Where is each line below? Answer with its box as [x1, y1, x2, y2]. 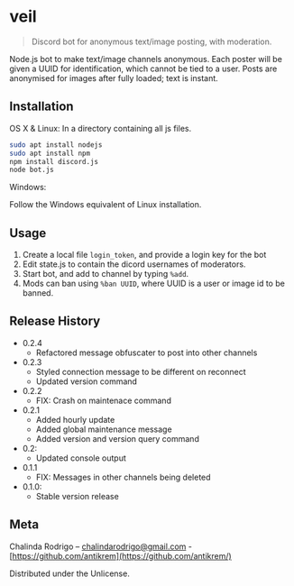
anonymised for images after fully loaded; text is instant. [9, 72, 218, 83]
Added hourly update [35, 414, 115, 425]
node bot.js [9, 165, 54, 175]
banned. [22, 288, 54, 298]
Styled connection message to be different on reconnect [35, 366, 246, 377]
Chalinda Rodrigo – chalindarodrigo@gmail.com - [9, 541, 192, 552]
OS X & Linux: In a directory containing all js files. [9, 123, 192, 133]
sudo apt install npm [9, 149, 91, 158]
